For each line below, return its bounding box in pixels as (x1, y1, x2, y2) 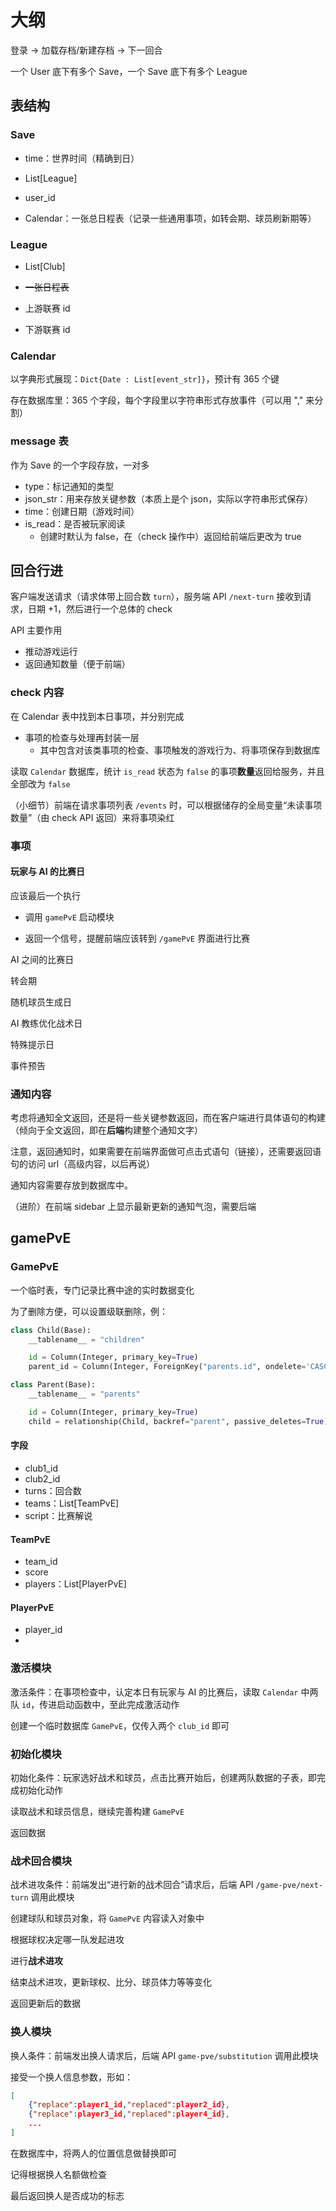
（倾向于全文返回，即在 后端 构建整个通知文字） (10, 1124, 203, 1136)
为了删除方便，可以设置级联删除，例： (10, 1305, 168, 1317)
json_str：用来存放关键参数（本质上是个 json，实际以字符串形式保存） (24, 492, 314, 505)
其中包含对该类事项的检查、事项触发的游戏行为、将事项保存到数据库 (39, 744, 321, 756)
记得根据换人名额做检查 (10, 2168, 107, 2180)
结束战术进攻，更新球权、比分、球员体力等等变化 (10, 1976, 212, 1988)
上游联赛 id (24, 302, 71, 314)
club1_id (24, 1462, 59, 1474)
